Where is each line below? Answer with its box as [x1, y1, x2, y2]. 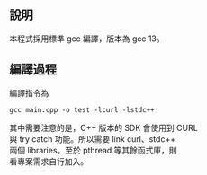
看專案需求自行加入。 [9, 155, 88, 167]
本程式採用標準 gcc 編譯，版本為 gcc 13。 [9, 33, 165, 44]
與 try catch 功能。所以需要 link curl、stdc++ [9, 133, 176, 144]
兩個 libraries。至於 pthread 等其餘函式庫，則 [9, 144, 177, 155]
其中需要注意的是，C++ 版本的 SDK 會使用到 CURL [9, 122, 198, 133]
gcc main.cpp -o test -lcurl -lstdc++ [9, 105, 155, 114]
